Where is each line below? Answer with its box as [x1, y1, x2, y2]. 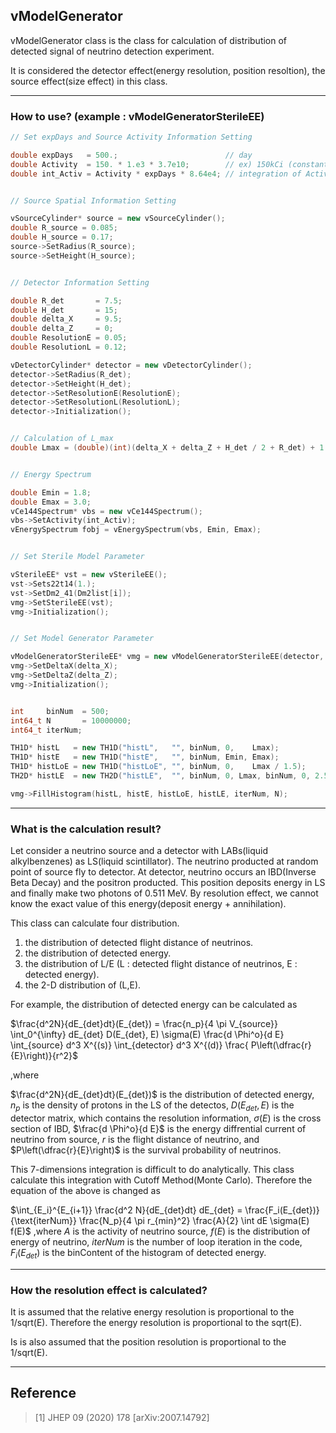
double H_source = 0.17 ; [10, 232, 114, 243]
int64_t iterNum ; [10, 725, 83, 735]
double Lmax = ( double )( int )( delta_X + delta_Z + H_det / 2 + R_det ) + [10, 443, 316, 453]
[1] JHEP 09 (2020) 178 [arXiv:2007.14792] [34, 1411, 210, 1423]
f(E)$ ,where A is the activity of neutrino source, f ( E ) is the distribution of [10, 1225, 311, 1237]
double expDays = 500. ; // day [10, 150, 253, 160]
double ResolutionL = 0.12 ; [10, 342, 128, 353]
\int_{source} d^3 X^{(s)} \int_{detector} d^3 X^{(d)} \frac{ [10, 1039, 249, 1051]
